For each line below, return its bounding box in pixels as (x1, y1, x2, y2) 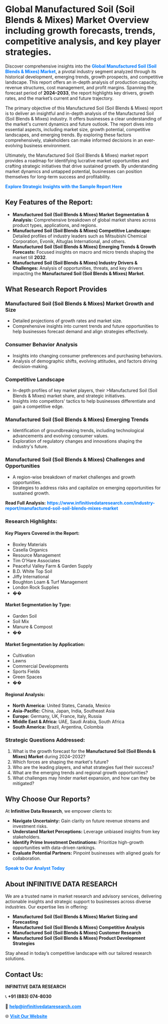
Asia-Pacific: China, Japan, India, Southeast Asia (12, 708, 115, 714)
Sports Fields (12, 669, 40, 675)
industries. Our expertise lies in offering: (5, 904, 88, 910)
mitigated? (12, 780, 35, 786)
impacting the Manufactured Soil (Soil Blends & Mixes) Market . (12, 270, 145, 276)
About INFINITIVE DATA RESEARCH (5, 880, 118, 888)
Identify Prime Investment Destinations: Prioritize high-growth (12, 839, 144, 846)
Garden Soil (12, 613, 37, 619)
